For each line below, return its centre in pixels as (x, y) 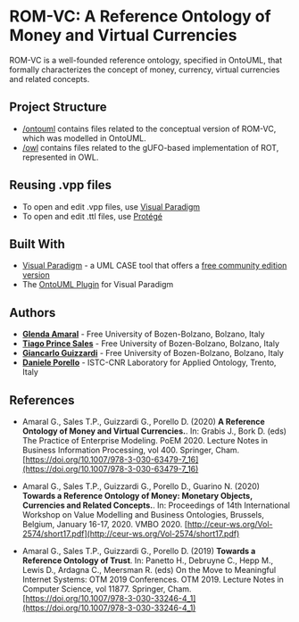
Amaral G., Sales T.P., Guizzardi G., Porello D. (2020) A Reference (143, 422)
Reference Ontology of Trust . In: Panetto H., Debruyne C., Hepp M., (148, 560)
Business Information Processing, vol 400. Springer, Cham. (131, 450)
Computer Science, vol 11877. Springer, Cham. (107, 589)
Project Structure (58, 108)
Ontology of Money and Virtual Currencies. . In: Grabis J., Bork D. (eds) (154, 431)
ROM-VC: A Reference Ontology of (140, 17)
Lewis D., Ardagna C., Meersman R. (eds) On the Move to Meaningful (149, 570)
